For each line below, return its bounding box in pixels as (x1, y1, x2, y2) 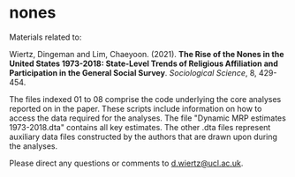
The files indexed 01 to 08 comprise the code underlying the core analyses (9, 93, 282, 104)
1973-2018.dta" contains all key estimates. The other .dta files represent (9, 122, 271, 132)
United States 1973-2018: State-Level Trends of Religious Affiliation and (9, 58, 278, 69)
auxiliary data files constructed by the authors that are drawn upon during (9, 131, 278, 142)
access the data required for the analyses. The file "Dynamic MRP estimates (9, 113, 287, 123)
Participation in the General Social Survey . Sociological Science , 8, (9, 67, 258, 77)
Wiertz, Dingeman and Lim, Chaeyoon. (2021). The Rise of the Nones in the (9, 48, 284, 59)
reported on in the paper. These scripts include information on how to (9, 103, 262, 114)
